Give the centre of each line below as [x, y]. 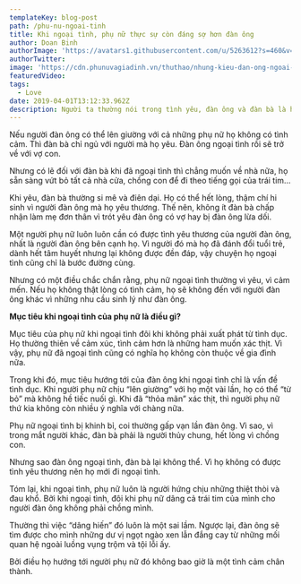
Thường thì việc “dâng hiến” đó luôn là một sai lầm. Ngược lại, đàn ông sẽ [145, 526]
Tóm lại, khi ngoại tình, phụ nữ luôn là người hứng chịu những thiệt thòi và [145, 489]
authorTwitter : [38, 59]
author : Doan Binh [43, 43]
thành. [21, 571]
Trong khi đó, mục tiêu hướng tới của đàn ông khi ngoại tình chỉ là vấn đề [143, 380]
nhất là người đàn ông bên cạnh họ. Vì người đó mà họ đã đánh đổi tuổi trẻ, [147, 244]
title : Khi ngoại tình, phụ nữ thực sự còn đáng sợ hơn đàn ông [132, 34]
